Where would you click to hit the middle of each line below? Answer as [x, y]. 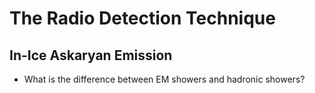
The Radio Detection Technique [142, 18]
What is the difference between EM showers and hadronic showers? [164, 79]
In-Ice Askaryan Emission [91, 55]
